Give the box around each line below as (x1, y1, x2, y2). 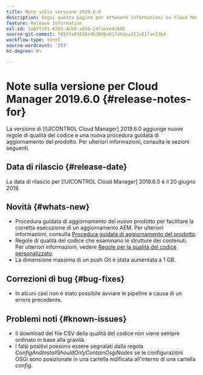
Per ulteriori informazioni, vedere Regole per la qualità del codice (14, 243, 177, 251)
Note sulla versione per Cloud (6, 79, 158, 93)
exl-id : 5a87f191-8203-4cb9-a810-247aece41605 (6, 25, 126, 32)
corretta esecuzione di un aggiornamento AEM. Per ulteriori (14, 224, 164, 231)
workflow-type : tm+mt (6, 37, 61, 43)
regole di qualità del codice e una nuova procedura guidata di (6, 131, 159, 139)
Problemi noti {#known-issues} (6, 313, 127, 324)
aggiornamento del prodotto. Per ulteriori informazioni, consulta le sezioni (6, 138, 190, 145)
